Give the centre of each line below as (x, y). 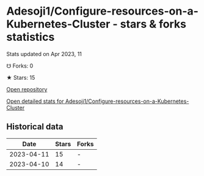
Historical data (35, 127)
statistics (31, 37)
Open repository (27, 89)
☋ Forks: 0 (20, 66)
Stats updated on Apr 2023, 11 (44, 54)
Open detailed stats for (35, 101)
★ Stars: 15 (21, 77)
